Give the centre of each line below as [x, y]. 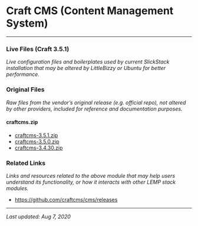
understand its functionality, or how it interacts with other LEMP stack [91, 182]
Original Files [25, 89]
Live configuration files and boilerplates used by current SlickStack [88, 62]
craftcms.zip [22, 122]
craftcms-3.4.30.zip [39, 148]
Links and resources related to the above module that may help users [91, 176]
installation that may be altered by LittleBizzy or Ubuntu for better [86, 68]
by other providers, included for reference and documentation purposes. [94, 109]
